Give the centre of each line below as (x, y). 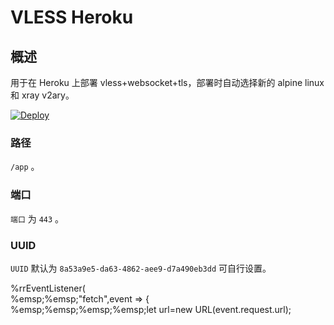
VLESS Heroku (72, 17)
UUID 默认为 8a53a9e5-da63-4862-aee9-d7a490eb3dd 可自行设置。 (141, 268)
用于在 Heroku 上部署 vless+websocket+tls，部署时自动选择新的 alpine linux (167, 82)
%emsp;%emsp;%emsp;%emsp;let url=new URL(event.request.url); (151, 309)
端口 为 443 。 (37, 218)
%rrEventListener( (48, 288)
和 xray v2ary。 (42, 95)
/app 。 (25, 167)
